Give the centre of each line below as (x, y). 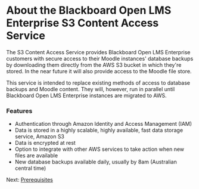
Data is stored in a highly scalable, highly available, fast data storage (99, 130)
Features (19, 111)
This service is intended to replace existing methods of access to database (98, 83)
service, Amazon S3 (39, 137)
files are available (36, 156)
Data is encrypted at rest (45, 143)
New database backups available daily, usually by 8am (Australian (96, 162)
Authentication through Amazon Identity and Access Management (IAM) (103, 124)
